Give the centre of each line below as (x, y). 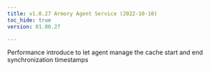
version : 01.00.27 (34, 26)
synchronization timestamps (48, 60)
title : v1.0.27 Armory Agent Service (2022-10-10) (82, 14)
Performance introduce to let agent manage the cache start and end (105, 52)
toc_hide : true (29, 20)
